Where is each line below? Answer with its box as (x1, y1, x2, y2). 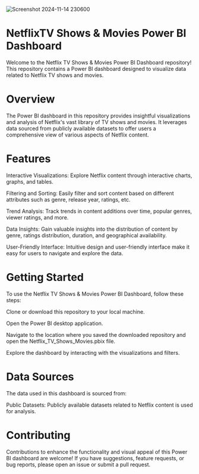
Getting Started (6, 271, 84, 284)
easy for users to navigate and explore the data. (6, 249, 124, 256)
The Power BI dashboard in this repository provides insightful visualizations (6, 112, 191, 119)
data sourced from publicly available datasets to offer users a (6, 125, 156, 132)
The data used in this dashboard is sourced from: (6, 389, 127, 396)
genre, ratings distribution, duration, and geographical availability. (6, 231, 168, 238)
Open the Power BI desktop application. (6, 320, 103, 327)
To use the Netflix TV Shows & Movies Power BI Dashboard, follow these (6, 290, 184, 298)
